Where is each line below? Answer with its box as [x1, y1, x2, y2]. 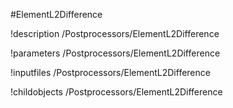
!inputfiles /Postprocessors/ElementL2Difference [10, 67, 211, 78]
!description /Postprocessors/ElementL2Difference [10, 28, 220, 39]
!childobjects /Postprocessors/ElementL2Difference [10, 86, 223, 98]
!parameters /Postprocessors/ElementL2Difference [10, 47, 221, 59]
